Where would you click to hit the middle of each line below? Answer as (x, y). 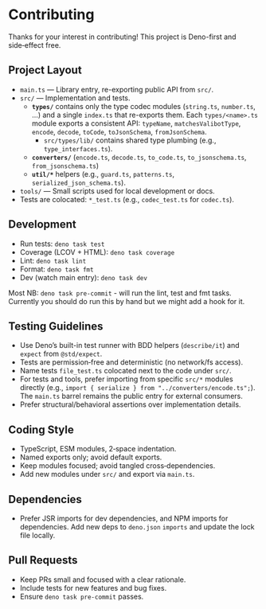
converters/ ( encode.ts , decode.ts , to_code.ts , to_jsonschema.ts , (139, 157)
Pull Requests (43, 560)
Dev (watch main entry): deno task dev (83, 277)
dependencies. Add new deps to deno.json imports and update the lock (137, 527)
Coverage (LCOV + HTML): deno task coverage (97, 252)
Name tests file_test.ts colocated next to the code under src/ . (126, 371)
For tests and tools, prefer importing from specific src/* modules (126, 379)
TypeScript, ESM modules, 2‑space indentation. (98, 449)
